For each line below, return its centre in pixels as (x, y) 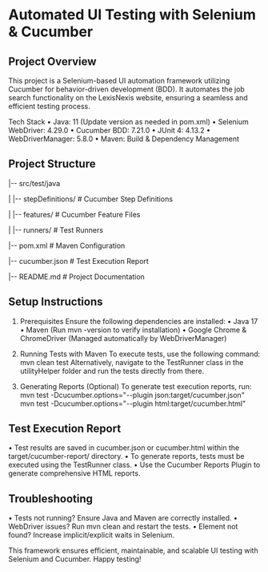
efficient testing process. (49, 106)
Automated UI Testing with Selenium (132, 15)
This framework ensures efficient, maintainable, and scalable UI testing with (133, 550)
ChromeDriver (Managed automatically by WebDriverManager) (123, 338)
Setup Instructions (56, 302)
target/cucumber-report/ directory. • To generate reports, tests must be (126, 456)
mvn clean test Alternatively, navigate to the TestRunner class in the (132, 362)
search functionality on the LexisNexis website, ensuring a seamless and (128, 97)
